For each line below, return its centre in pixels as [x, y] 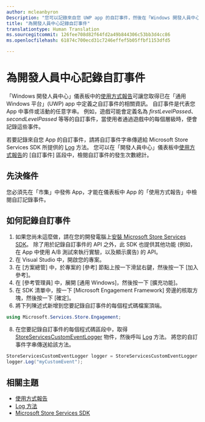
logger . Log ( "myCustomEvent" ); [45, 362]
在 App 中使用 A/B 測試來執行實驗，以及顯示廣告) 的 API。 [88, 252]
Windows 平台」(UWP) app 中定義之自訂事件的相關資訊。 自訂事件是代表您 [101, 103]
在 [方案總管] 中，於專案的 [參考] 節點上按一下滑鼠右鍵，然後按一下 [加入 [107, 267]
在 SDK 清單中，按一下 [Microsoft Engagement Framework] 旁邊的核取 [104, 290]
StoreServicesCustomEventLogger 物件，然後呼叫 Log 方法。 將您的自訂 [106, 337]
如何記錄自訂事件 [38, 221]
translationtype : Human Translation [53, 29]
